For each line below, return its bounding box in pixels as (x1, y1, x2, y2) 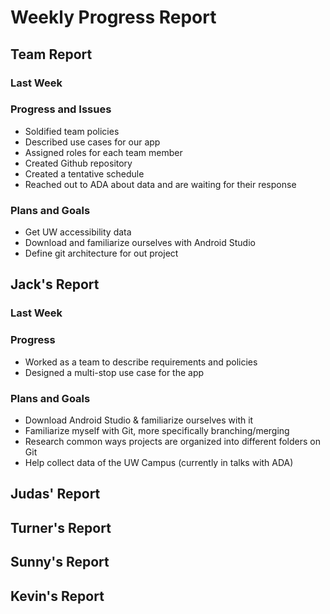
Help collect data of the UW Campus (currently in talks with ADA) (24, 457, 294, 468)
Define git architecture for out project (24, 247, 179, 260)
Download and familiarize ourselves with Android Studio (24, 237, 256, 249)
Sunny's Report (10, 554, 110, 571)
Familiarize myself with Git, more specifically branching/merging (24, 425, 290, 436)
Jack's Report (10, 276, 100, 293)
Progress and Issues (10, 102, 112, 116)
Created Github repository (24, 157, 133, 169)
